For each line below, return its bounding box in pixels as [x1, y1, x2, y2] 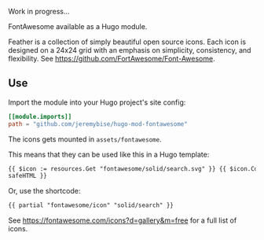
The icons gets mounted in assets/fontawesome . [8, 134, 163, 144]
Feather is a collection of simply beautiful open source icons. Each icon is [8, 37, 246, 46]
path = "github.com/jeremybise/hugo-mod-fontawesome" [8, 120, 189, 128]
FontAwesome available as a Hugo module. [8, 22, 148, 31]
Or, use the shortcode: [8, 186, 81, 196]
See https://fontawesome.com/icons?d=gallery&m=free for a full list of [8, 216, 237, 225]
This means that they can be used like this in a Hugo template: [8, 150, 210, 159]
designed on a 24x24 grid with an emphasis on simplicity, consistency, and [8, 46, 251, 54]
